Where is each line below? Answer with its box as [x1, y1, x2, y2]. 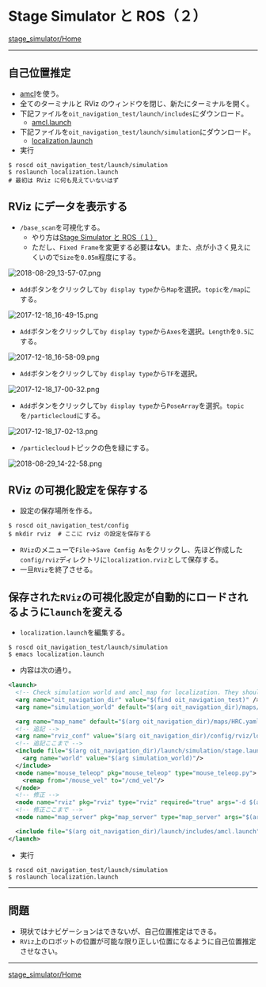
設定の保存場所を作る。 [19, 506, 97, 516]
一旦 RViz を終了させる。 [19, 565, 97, 574]
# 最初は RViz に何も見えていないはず [8, 176, 120, 185]
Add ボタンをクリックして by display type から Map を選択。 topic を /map [19, 284, 245, 294]
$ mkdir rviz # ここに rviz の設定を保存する [8, 530, 152, 539]
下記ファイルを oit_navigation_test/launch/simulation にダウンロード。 [19, 127, 256, 136]
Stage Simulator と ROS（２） [8, 7, 207, 25]
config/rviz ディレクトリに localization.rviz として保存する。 [19, 555, 223, 565]
